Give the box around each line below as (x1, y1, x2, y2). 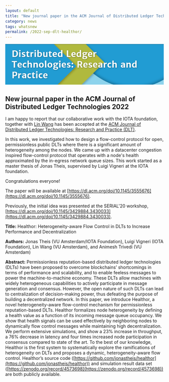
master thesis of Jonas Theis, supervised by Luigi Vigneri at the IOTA (5, 163, 148, 169)
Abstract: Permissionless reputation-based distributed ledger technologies (5, 259, 161, 265)
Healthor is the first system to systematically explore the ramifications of (5, 345, 156, 351)
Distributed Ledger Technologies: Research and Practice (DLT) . (5, 126, 136, 133)
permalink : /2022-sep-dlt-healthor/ (5, 29, 82, 35)
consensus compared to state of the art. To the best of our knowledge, (5, 339, 152, 345)
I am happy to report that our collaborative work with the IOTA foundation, (5, 116, 158, 122)
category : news (5, 19, 37, 24)
